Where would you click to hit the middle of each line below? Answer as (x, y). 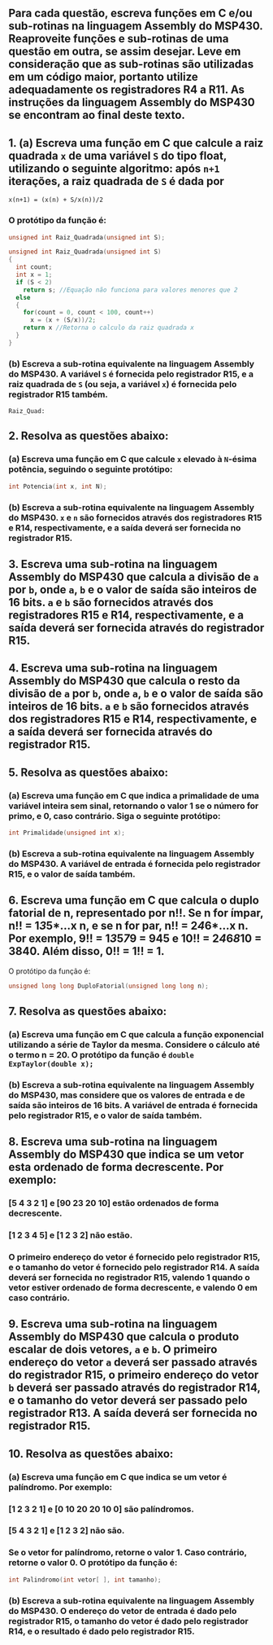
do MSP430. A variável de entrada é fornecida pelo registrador (134, 864)
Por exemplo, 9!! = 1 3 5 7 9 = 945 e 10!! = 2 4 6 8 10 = (135, 939)
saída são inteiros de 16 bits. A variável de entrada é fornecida (133, 1105)
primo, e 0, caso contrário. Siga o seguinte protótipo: (115, 816)
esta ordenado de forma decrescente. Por (116, 1167)
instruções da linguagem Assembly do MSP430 (132, 102)
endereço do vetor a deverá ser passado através (133, 1363)
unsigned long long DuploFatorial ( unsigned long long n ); (108, 986)
